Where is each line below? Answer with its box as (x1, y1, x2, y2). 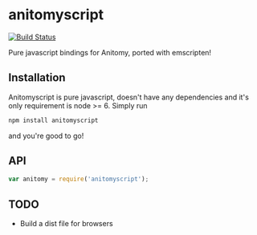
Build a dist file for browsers (19, 219, 114, 229)
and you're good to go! (8, 131, 84, 140)
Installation (8, 71, 66, 85)
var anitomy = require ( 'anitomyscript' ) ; (8, 175, 149, 184)
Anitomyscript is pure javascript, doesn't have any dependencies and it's (8, 92, 249, 102)
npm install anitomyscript (8, 116, 99, 124)
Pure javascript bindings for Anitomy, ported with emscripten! (8, 47, 211, 57)
